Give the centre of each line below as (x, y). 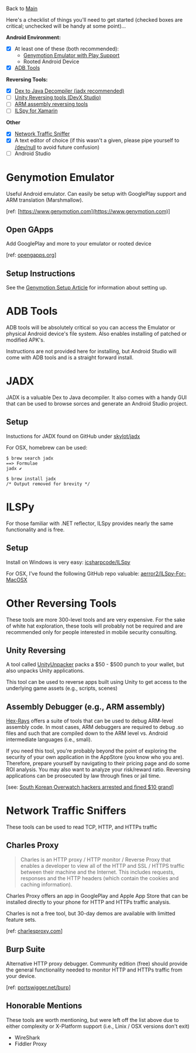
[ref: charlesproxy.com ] (35, 931)
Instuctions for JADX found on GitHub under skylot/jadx (73, 436)
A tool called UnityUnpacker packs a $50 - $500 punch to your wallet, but (95, 664)
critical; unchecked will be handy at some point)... (66, 26)
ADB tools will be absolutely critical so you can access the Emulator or (91, 328)
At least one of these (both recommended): (66, 49)
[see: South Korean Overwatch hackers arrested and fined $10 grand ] (90, 787)
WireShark (27, 1037)
